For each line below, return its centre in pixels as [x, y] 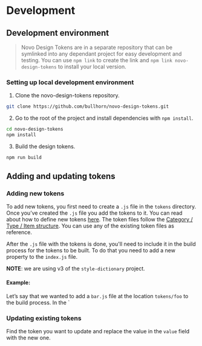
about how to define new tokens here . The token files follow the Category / [99, 220]
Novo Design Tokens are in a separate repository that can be [97, 47]
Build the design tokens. [45, 146]
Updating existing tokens [44, 318]
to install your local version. [92, 67]
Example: [18, 282]
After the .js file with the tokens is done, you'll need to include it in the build [101, 244]
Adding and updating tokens [61, 176]
